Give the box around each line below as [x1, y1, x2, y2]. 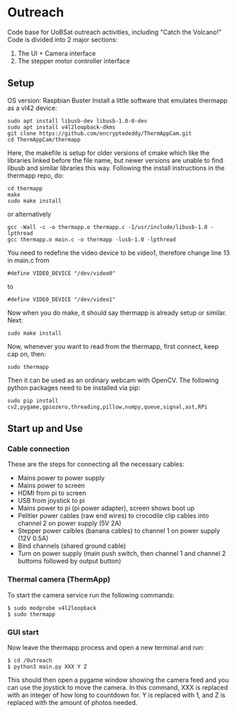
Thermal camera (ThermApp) [7, 575, 111, 585]
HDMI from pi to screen [17, 489, 87, 497]
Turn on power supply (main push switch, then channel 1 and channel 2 [17, 549, 226, 558]
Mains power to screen [17, 481, 85, 490]
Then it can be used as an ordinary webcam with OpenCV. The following [7, 376, 219, 384]
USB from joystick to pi [17, 497, 85, 505]
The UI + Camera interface [17, 49, 96, 58]
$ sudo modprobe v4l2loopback [7, 605, 97, 612]
